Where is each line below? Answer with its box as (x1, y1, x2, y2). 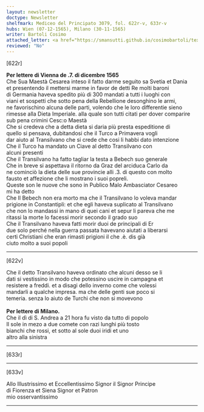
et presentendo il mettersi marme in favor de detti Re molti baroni (6, 84, 169, 91)
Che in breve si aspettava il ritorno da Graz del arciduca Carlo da (6, 162, 168, 169)
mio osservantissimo (6, 393, 58, 400)
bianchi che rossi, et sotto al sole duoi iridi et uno (6, 327, 129, 334)
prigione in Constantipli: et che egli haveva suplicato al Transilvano (6, 200, 173, 208)
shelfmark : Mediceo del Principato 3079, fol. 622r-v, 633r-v (6, 20, 167, 26)
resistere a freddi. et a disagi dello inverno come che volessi (6, 281, 157, 289)
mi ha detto (6, 187, 35, 195)
